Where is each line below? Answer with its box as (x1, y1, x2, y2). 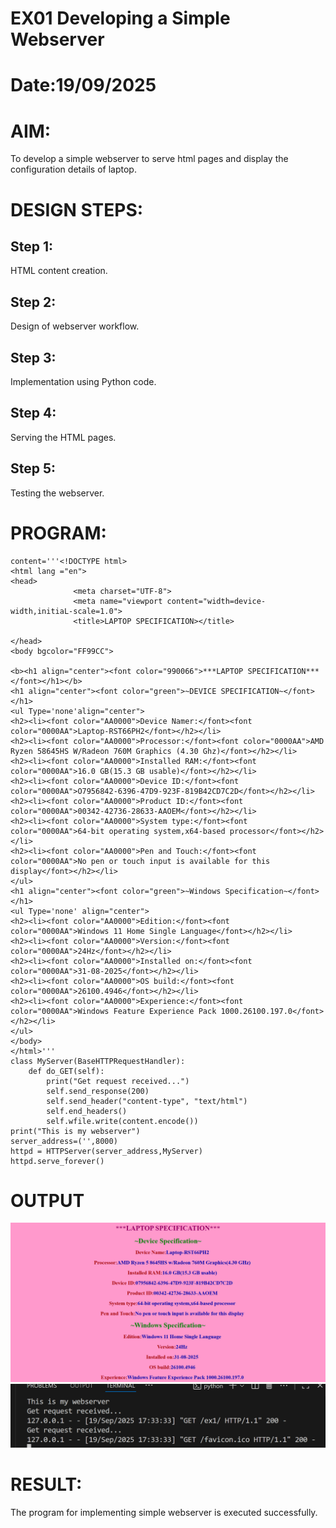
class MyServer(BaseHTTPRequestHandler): (10, 1056, 186, 1066)
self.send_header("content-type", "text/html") (46, 1096, 248, 1106)
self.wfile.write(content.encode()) (46, 1116, 199, 1126)
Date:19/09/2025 (10, 74, 157, 97)
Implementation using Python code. (10, 375, 157, 387)
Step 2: (10, 293, 57, 311)
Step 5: (10, 460, 57, 477)
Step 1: (10, 238, 54, 255)
